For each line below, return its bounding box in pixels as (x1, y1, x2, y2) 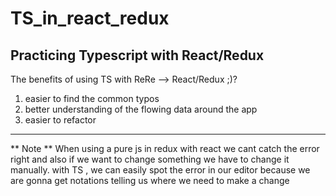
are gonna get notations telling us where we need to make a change (10, 175, 290, 186)
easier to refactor (24, 114, 97, 126)
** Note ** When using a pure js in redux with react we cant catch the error (10, 143, 320, 154)
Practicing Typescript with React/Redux (10, 47, 265, 64)
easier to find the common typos (24, 93, 160, 104)
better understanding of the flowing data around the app (24, 103, 258, 115)
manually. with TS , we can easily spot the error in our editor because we (10, 164, 311, 176)
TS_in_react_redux (10, 7, 170, 30)
